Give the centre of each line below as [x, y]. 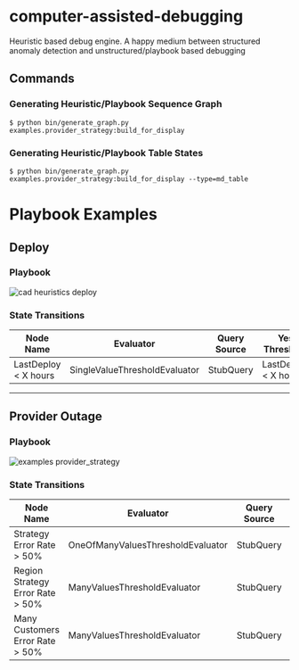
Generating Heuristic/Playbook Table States [106, 153]
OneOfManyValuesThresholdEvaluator [148, 545]
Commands [42, 79]
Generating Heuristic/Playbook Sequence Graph [116, 104]
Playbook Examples [83, 215]
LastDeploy [37, 365]
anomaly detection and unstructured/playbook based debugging [128, 50]
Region [28, 571]
